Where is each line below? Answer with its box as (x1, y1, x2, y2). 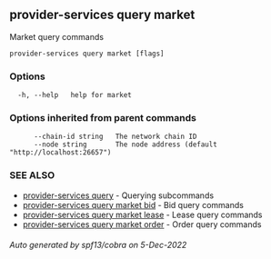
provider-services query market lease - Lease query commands (22, 209, 263, 220)
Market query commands (9, 31, 105, 42)
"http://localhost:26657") (9, 148, 112, 157)
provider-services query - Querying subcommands (22, 190, 215, 201)
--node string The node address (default (33, 140, 218, 149)
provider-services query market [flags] (9, 49, 166, 58)
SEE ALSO (9, 169, 55, 182)
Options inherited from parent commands (9, 112, 197, 125)
